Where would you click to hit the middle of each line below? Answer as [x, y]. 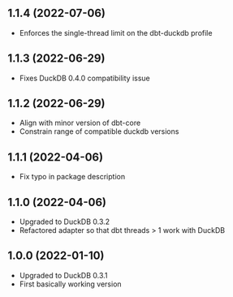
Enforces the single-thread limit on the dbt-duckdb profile [116, 32]
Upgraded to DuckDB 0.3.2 [65, 222]
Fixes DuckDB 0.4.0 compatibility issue [85, 78]
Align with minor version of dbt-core [80, 123]
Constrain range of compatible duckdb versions [99, 131]
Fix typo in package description [72, 177]
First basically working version [71, 284]
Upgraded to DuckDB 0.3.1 [63, 275]
